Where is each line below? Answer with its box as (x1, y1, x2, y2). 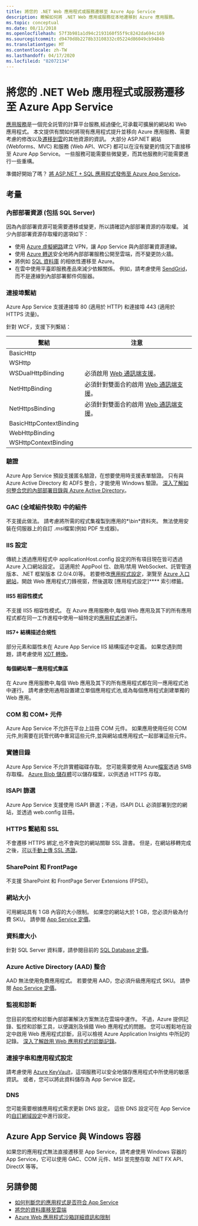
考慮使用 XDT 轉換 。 (21, 650, 72, 657)
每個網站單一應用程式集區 (6, 665, 68, 672)
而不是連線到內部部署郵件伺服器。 (14, 273, 98, 280)
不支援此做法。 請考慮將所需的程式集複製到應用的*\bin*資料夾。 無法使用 (6, 518, 184, 525)
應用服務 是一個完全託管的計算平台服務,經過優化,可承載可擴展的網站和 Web (6, 121, 187, 128)
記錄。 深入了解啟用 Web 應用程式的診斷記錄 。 (6, 1037, 120, 1045)
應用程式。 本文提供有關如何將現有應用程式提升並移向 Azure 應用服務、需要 (6, 128, 190, 135)
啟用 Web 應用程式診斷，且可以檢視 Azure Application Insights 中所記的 (16, 1030, 190, 1037)
